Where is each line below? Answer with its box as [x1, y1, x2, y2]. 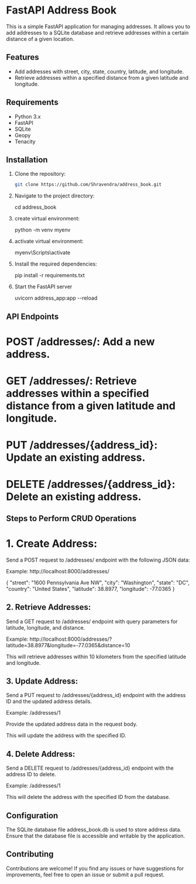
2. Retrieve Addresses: [6, 602, 91, 613]
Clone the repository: [14, 171, 66, 178]
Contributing [6, 849, 54, 859]
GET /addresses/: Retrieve [6, 375, 137, 387]
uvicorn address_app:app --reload [14, 294, 98, 302]
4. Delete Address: [6, 749, 75, 759]
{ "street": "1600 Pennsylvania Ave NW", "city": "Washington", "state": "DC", [6, 579, 190, 586]
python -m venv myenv [14, 226, 71, 233]
